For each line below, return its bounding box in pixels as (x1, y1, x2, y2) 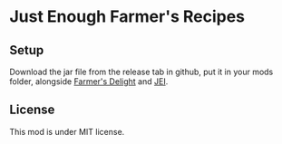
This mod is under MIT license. (9, 126, 125, 137)
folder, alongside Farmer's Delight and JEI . (9, 76, 169, 87)
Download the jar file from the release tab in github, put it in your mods (9, 66, 274, 77)
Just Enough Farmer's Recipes (9, 6, 246, 27)
